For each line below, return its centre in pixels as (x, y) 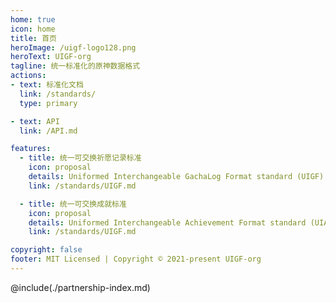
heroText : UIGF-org (51, 57)
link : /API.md (48, 131)
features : (31, 149)
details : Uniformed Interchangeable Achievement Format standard (167, 222)
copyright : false (46, 250)
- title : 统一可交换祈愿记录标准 (80, 158)
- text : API (35, 121)
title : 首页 (33, 38)
